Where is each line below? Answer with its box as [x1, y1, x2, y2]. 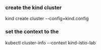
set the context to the [5, 28, 59, 35]
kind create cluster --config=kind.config [5, 16, 89, 22]
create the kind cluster [5, 4, 62, 11]
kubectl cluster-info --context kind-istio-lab [5, 39, 96, 45]
